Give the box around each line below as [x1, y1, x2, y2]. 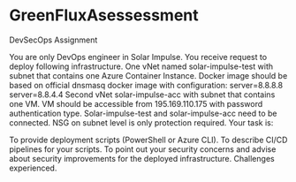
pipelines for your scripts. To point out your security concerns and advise [9, 143, 277, 155]
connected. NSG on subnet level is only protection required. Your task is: [9, 117, 274, 128]
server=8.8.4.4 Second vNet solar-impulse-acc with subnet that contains [9, 89, 276, 100]
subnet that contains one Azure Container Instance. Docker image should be [9, 70, 288, 80]
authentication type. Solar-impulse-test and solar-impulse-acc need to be [9, 108, 277, 118]
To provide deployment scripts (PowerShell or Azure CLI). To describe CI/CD [9, 134, 288, 145]
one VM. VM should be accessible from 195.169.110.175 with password [9, 98, 263, 109]
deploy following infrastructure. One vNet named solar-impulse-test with [9, 61, 274, 72]
